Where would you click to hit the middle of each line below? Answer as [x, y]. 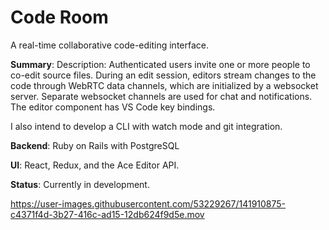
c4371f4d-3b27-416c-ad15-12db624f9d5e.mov [107, 214]
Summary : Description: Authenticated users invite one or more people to [160, 64]
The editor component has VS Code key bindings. [113, 107]
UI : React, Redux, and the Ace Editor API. [95, 165]
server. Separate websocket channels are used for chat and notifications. [161, 96]
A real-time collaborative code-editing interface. [109, 45]
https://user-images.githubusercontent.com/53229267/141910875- [148, 203]
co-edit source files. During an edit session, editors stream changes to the [163, 75]
